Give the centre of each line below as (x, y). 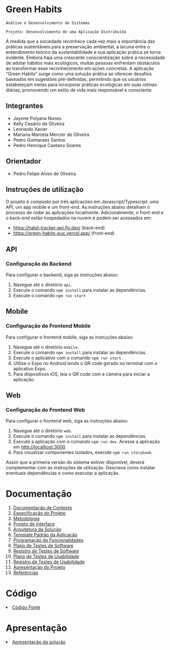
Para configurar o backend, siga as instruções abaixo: (62, 275)
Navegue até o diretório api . (43, 285)
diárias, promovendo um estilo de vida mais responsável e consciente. (79, 90)
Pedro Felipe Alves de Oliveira (44, 174)
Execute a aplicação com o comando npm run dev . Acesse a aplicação (87, 442)
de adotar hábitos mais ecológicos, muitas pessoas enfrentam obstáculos (83, 63)
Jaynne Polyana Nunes (37, 118)
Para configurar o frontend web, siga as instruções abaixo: (67, 421)
